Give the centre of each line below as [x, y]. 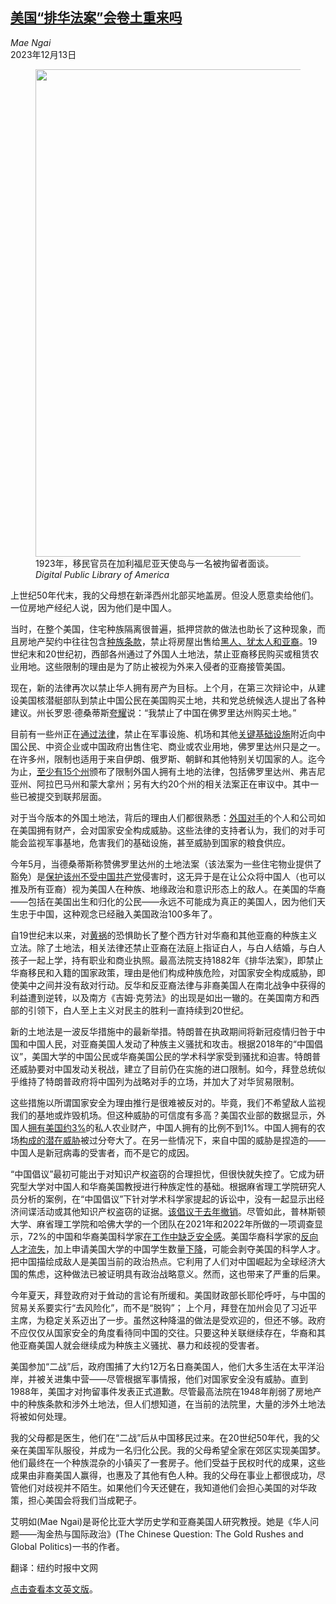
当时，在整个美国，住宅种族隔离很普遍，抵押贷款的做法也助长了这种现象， [163, 629]
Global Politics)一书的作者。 [67, 1546]
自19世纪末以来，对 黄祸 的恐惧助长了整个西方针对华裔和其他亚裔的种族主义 [164, 935]
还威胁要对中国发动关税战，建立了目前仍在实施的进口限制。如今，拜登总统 [163, 1069]
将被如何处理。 [41, 1416]
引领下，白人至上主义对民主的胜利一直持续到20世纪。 [138, 1010]
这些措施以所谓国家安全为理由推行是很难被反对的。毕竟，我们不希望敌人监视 [168, 1102]
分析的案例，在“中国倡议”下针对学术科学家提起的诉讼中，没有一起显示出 [167, 1199]
